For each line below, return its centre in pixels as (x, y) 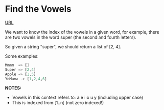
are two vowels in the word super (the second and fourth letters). (71, 37)
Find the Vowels (38, 9)
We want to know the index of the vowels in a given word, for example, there (82, 32)
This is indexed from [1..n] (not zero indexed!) (58, 103)
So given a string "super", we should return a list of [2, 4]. (63, 46)
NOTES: (13, 88)
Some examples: (22, 56)
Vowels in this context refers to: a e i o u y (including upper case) (78, 98)
